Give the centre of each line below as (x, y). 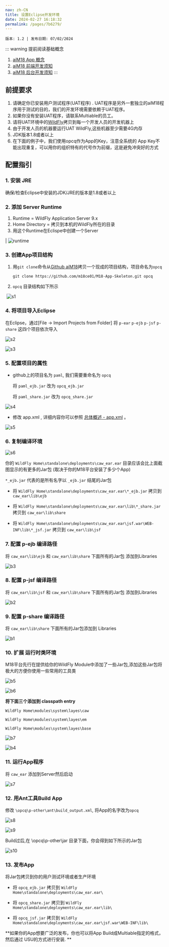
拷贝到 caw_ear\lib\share (39, 513)
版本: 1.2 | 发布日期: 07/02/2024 (39, 39)
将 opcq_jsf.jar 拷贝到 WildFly (45, 918)
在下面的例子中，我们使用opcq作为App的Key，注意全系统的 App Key (84, 141)
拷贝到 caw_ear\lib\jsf (76, 529)
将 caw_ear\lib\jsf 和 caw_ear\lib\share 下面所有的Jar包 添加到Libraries (81, 592)
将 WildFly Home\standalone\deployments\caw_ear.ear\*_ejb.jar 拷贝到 (87, 491)
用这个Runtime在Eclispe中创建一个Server (55, 231)
